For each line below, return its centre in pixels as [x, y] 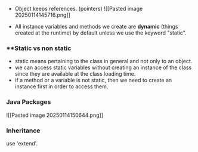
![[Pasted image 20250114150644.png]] [55, 115]
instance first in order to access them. [61, 86]
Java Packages [29, 102]
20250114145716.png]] [42, 15]
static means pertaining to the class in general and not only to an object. [103, 61]
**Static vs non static [39, 48]
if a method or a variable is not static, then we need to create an [93, 80]
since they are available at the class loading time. [75, 74]
